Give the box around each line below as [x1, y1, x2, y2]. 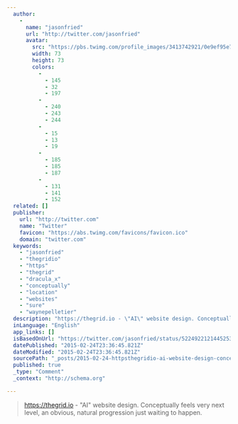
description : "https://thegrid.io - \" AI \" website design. [13, 315, 195, 323]
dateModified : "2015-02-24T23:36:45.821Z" [13, 348, 141, 356]
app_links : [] [13, 329, 55, 336]
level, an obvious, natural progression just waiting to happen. [23, 408, 202, 417]
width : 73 [32, 51, 61, 58]
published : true [13, 361, 61, 369]
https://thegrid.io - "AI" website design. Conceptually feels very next [23, 400, 225, 409]
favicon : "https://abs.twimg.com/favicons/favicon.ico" [19, 229, 189, 236]
